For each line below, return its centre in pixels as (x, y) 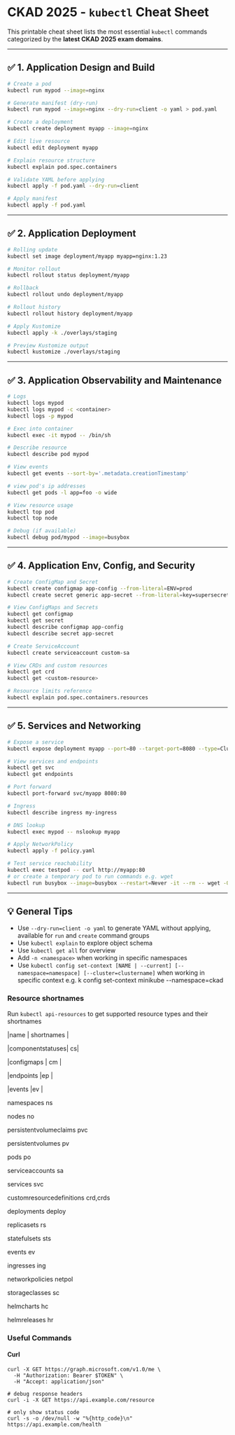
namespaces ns (30, 1102)
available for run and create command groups (83, 936)
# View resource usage (40, 505)
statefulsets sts (29, 1238)
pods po (19, 1157)
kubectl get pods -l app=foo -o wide (62, 492)
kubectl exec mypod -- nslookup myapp (64, 832)
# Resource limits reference (50, 691)
